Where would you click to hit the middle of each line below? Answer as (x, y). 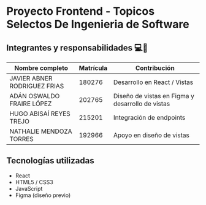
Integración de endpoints (149, 118)
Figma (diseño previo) (43, 195)
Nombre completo (41, 68)
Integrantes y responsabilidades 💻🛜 (77, 48)
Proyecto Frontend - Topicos (81, 11)
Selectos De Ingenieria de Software (98, 24)
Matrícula (93, 68)
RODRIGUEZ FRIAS (37, 86)
